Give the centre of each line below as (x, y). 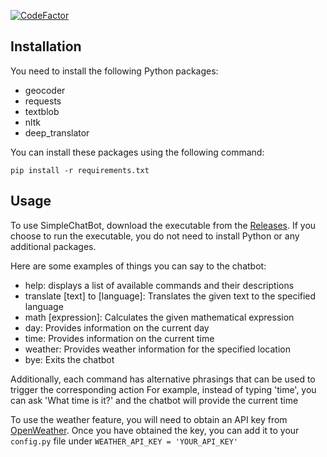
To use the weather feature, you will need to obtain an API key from (149, 419)
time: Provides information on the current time (119, 338)
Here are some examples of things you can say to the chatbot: (138, 266)
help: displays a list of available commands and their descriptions (159, 285)
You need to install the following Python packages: (114, 71)
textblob (42, 111)
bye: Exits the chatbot (69, 359)
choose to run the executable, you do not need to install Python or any (155, 236)
